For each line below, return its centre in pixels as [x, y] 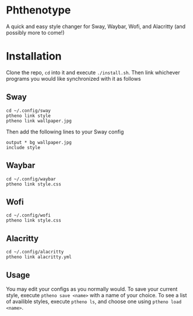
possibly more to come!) [35, 32]
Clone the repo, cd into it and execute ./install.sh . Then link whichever [93, 72]
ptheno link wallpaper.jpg [39, 121]
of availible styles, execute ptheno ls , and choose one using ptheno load [94, 301]
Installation [34, 56]
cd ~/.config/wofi [28, 215]
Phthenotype [39, 10]
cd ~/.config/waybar [31, 179]
